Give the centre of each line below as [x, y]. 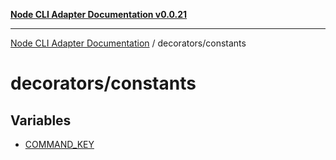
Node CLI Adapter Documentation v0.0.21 [99, 14]
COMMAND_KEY [59, 144]
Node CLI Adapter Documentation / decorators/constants [128, 43]
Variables [41, 120]
